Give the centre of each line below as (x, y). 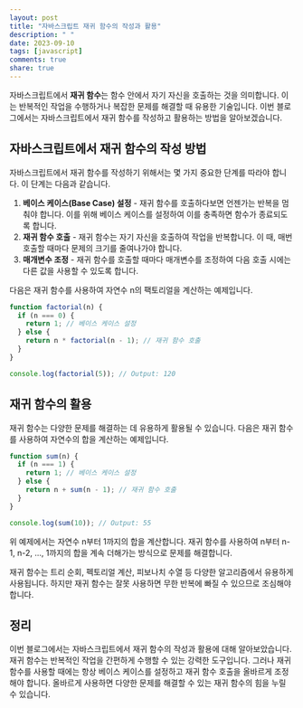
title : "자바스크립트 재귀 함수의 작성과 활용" (85, 26)
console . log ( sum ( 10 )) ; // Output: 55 (80, 523)
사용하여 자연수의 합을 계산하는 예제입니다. (94, 439)
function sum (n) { (44, 456)
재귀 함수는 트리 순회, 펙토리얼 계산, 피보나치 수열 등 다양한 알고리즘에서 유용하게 (151, 571)
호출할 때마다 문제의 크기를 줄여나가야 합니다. (102, 248)
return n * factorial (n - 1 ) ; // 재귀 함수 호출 (113, 341)
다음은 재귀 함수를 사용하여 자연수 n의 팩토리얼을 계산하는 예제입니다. (131, 289)
